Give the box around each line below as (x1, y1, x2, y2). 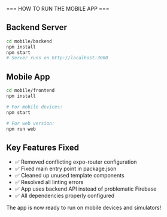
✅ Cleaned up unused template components (14, 172, 125, 179)
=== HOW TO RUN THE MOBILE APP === (6, 5, 110, 12)
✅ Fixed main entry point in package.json (14, 165, 117, 173)
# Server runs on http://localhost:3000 (6, 55, 109, 61)
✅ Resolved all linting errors (14, 179, 84, 186)
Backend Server (6, 22, 68, 32)
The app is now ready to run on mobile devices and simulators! (6, 204, 162, 212)
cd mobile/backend (6, 38, 52, 44)
